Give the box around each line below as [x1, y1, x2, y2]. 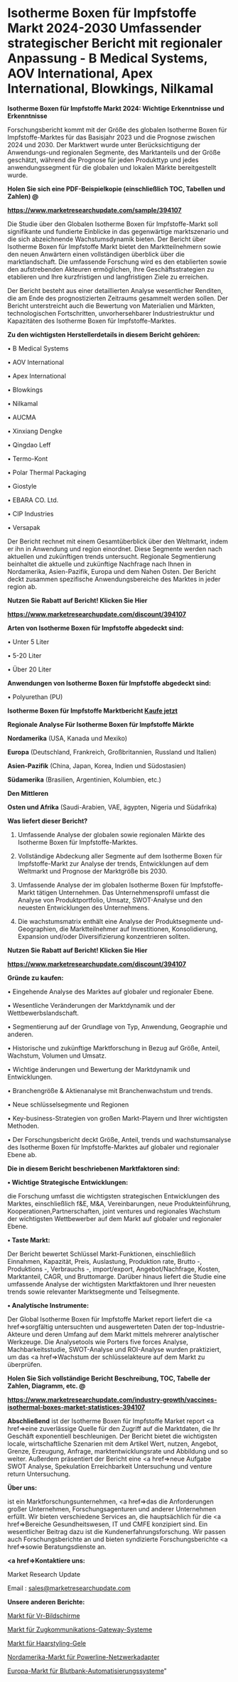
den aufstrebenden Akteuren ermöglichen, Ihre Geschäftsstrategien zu [7, 265, 215, 273]
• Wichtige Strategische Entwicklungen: [7, 1178, 129, 1186]
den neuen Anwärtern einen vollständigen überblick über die [7, 250, 185, 258]
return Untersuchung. [7, 1469, 71, 1478]
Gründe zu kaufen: [7, 973, 64, 982]
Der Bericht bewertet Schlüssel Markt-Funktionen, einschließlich [7, 1250, 196, 1258]
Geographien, [17, 925, 58, 933]
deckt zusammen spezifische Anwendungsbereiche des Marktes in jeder [7, 575, 221, 583]
